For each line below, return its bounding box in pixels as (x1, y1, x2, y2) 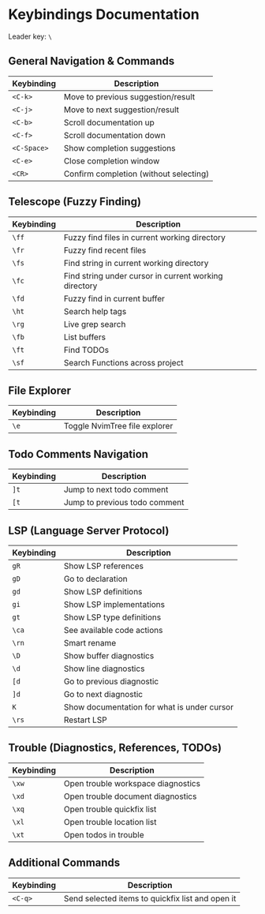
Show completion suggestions (63, 142, 176, 153)
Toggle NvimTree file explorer (63, 421, 174, 432)
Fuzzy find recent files (63, 245, 147, 256)
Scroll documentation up (63, 117, 155, 128)
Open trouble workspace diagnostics (63, 777, 201, 789)
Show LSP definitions (63, 586, 143, 597)
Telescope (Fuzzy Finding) (8, 195, 142, 208)
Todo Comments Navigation (8, 448, 148, 461)
